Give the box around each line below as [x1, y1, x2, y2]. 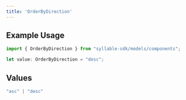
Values [6, 73, 32, 83]
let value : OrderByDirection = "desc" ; [6, 56, 105, 62]
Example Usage [6, 31, 65, 41]
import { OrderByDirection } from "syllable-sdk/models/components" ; [6, 46, 181, 52]
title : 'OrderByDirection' [6, 8, 73, 15]
